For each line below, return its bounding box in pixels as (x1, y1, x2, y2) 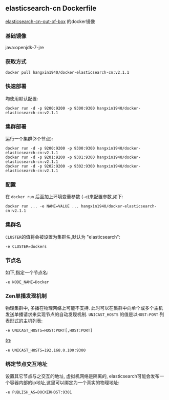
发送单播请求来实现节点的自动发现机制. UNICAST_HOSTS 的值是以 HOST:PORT (5, 311, 159, 318)
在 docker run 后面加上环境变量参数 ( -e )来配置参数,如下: (5, 194, 124, 200)
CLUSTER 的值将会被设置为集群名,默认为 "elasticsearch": (5, 234, 120, 240)
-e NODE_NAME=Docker (5, 279, 50, 285)
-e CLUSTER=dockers (5, 244, 47, 249)
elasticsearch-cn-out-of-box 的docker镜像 (5, 18, 95, 25)
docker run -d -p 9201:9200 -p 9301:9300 (5, 155, 95, 160)
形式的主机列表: (9, 318, 43, 324)
